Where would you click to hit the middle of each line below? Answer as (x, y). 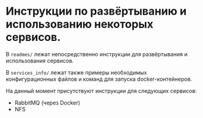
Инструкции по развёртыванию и (96, 11)
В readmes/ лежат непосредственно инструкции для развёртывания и (97, 54)
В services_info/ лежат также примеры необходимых (76, 72)
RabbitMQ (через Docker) (47, 103)
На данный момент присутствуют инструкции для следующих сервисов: (101, 90)
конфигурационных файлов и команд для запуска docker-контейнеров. (99, 79)
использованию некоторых (79, 24)
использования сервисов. (40, 61)
